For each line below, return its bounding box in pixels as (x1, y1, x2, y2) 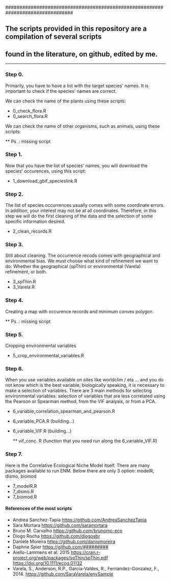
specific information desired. (5, 219, 66, 225)
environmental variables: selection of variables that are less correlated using (5, 393, 165, 399)
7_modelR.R (12, 483, 37, 489)
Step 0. (5, 71, 24, 78)
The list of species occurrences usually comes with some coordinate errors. (5, 202, 165, 208)
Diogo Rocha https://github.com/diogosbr (12, 533, 100, 539)
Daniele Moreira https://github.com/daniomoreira (12, 538, 116, 544)
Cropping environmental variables (5, 342, 76, 349)
